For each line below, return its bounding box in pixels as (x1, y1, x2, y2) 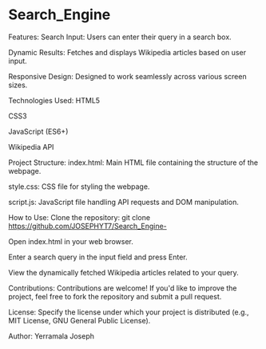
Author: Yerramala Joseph (8, 331, 94, 341)
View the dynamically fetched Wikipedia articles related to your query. (8, 267, 240, 277)
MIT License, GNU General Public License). (8, 315, 151, 325)
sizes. (8, 80, 28, 90)
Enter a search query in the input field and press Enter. (8, 252, 188, 262)
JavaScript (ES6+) (8, 126, 69, 136)
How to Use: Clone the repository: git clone (8, 212, 150, 222)
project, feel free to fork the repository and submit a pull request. (8, 291, 222, 301)
